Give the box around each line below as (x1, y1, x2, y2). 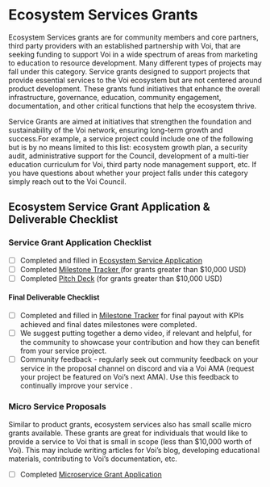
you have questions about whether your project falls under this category (8, 168, 248, 178)
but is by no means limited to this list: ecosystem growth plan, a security (8, 142, 248, 152)
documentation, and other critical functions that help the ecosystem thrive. (8, 101, 257, 111)
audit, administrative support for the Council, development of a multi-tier (8, 151, 249, 161)
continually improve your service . (19, 381, 133, 391)
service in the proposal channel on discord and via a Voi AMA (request (19, 363, 255, 373)
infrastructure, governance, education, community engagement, (8, 92, 222, 102)
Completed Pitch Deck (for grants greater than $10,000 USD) (19, 273, 223, 283)
